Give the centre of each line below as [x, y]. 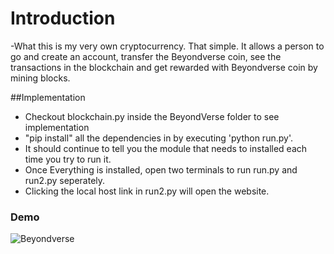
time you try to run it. [68, 159]
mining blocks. [40, 78]
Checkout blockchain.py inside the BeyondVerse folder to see [152, 116]
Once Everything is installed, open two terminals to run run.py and [161, 169]
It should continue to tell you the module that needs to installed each [166, 148]
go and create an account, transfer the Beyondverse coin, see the [146, 56]
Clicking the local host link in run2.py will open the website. [147, 191]
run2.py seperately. [65, 180]
